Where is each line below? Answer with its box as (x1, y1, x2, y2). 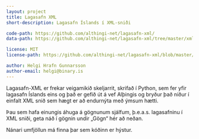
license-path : (6, 52, 41, 58)
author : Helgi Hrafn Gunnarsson (6, 63, 86, 69)
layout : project (6, 8, 46, 15)
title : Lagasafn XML (6, 14, 57, 20)
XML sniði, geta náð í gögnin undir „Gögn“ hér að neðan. (6, 115, 143, 122)
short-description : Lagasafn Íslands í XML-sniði (6, 20, 131, 25)
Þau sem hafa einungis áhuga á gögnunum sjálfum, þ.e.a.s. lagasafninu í (6, 108, 183, 115)
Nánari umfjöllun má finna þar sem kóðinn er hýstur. (6, 126, 133, 133)
